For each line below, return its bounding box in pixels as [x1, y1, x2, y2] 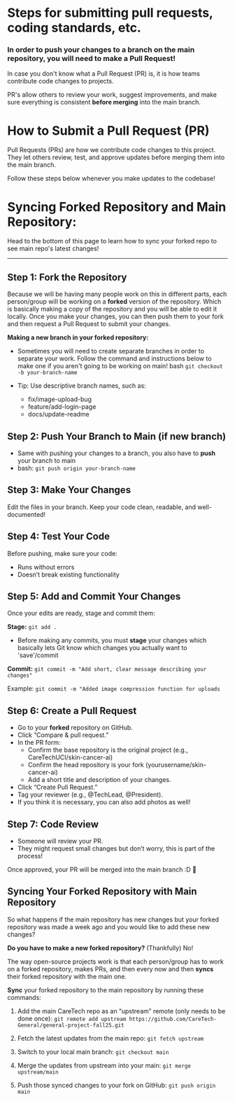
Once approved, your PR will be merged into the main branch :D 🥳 [7, 865, 197, 874]
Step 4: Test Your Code [7, 531, 111, 543]
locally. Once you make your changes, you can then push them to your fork [7, 312, 224, 320]
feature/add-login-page [27, 403, 97, 411]
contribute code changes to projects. [7, 77, 114, 86]
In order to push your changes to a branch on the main [7, 45, 195, 55]
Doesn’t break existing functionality [17, 570, 120, 579]
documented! [7, 510, 46, 518]
